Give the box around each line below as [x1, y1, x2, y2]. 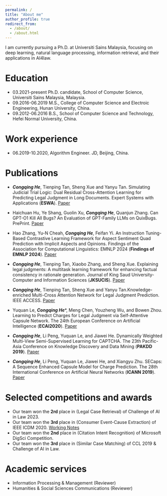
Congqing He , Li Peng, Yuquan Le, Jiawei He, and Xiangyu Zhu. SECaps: [12, 358, 163, 364]
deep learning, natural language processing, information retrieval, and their [5, 50, 160, 56]
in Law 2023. [12, 414, 39, 420]
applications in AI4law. [5, 55, 51, 61]
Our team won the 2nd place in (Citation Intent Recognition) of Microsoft [12, 429, 161, 436]
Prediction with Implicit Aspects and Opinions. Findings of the [12, 240, 139, 246]
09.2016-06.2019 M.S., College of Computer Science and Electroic [12, 100, 150, 106]
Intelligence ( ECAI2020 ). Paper [12, 323, 77, 329]
